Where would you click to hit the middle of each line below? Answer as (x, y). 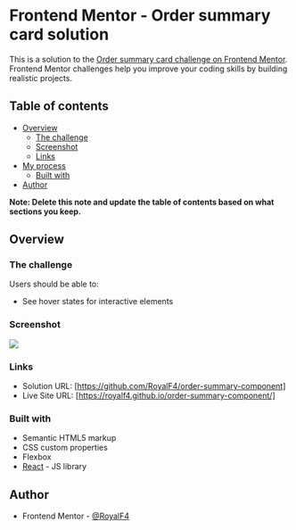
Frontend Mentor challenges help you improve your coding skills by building (148, 69)
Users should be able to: (54, 284)
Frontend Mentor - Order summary (140, 16)
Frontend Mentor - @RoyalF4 (76, 516)
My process (44, 165)
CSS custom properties (65, 448)
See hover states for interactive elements (98, 302)
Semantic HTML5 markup (69, 438)
